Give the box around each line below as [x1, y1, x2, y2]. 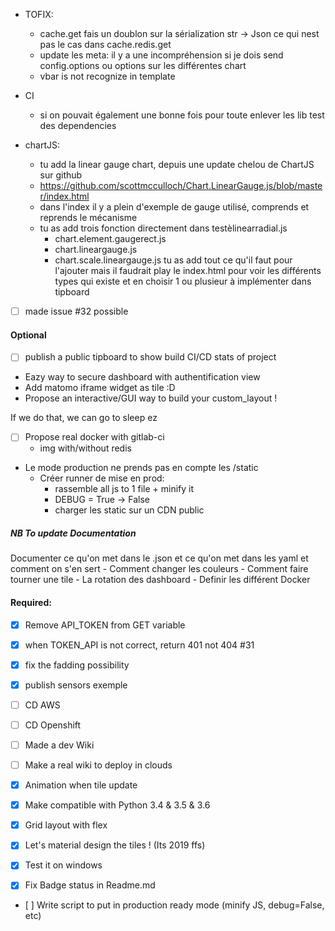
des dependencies [39, 120, 117, 131]
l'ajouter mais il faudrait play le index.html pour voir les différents [54, 265, 322, 276]
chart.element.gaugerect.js [54, 233, 167, 244]
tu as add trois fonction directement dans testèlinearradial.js [39, 222, 288, 234]
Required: [10, 596, 52, 608]
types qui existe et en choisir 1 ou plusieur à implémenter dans [54, 275, 312, 287]
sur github [39, 169, 83, 181]
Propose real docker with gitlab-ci [24, 431, 165, 443]
